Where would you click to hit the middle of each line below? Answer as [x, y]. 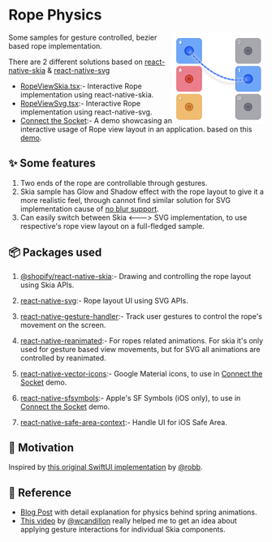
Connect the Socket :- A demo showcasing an [96, 120]
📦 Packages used [55, 253]
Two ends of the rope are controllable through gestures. [114, 183]
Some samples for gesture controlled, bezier [83, 37]
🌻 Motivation [41, 447]
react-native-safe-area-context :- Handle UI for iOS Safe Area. [123, 422]
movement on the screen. [63, 325]
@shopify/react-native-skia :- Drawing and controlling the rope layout [136, 276]
